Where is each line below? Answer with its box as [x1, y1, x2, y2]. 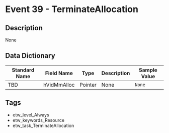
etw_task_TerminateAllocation [12, 122, 74, 128]
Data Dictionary [5, 51, 55, 60]
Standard [12, 66, 35, 74]
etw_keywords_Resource [12, 117, 64, 123]
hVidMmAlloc [43, 81, 75, 88]
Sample [139, 66, 157, 74]
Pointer [79, 81, 97, 88]
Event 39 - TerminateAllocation [5, 4, 138, 15]
